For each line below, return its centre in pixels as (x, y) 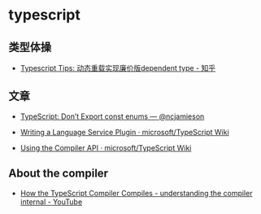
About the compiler (58, 174)
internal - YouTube (51, 202)
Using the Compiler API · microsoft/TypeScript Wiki (106, 147)
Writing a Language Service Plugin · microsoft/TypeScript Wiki (124, 132)
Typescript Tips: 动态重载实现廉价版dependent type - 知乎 (118, 68)
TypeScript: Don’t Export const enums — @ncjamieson (112, 116)
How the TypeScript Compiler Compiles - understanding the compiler (136, 193)
